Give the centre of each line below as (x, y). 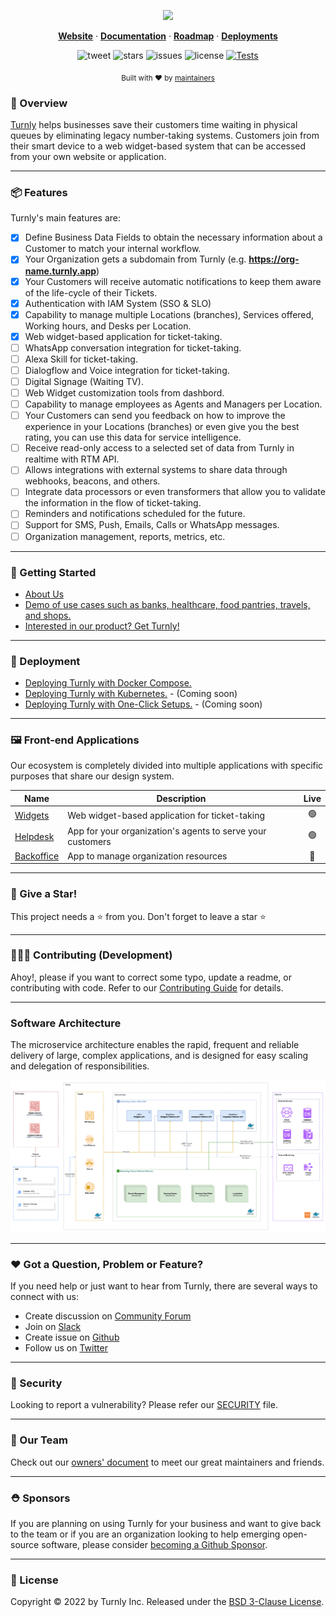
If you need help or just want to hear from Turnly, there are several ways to (164, 1286)
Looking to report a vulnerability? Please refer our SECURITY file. (144, 1405)
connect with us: (44, 1297)
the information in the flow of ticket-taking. (113, 503)
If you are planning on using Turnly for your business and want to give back (166, 1523)
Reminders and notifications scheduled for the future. (135, 514)
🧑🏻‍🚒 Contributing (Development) (91, 955)
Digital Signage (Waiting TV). (84, 381)
